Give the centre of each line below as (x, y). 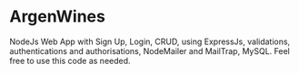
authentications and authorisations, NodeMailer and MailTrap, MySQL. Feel (150, 50)
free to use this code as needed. (70, 60)
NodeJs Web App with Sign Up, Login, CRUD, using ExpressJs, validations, (150, 41)
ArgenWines (58, 17)
